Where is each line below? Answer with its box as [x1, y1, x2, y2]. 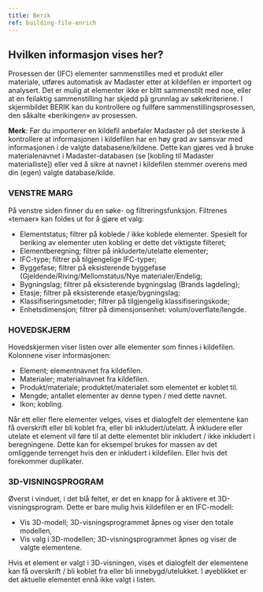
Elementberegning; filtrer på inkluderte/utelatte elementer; [19, 246, 209, 255]
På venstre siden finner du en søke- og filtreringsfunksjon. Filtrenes [8, 206, 228, 215]
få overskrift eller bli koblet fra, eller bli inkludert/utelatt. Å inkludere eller [8, 423, 243, 432]
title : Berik [8, 11, 51, 20]
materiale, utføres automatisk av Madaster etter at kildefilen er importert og [8, 77, 252, 87]
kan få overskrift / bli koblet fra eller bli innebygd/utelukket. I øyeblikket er [8, 567, 246, 576]
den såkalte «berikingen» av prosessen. [8, 111, 138, 121]
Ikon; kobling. [19, 399, 64, 408]
